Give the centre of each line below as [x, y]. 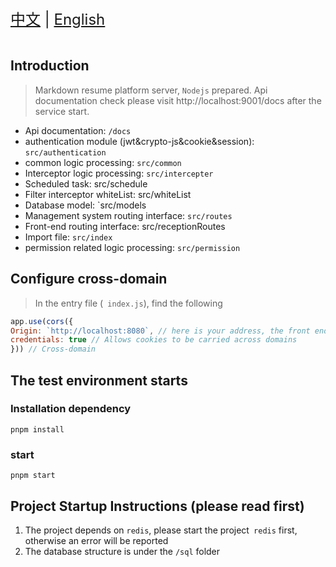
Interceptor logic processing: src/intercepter [119, 173]
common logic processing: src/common [103, 162]
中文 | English [58, 19]
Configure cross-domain [89, 279]
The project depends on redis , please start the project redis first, [161, 530]
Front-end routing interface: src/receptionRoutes [125, 226]
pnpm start [33, 476]
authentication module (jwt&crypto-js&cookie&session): [139, 141]
